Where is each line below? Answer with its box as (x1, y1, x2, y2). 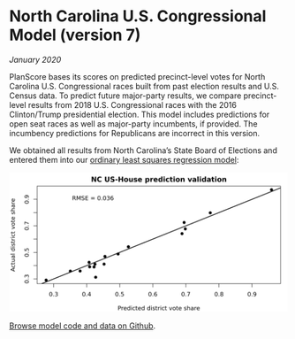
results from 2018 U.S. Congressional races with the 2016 (27, 99, 237, 110)
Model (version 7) (9, 25, 141, 45)
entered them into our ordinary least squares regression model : (9, 154, 239, 165)
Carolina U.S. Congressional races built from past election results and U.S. (9, 81, 280, 91)
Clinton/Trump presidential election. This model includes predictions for (9, 109, 270, 119)
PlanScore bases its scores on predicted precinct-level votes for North (9, 71, 266, 81)
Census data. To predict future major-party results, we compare (9, 90, 242, 101)
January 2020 (9, 54, 62, 65)
